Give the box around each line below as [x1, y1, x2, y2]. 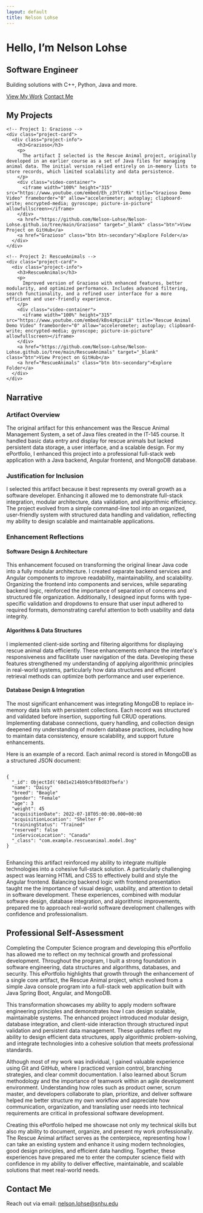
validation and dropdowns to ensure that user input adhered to [27, 600, 184, 607]
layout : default [6, 8, 47, 15]
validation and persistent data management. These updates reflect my [6, 1027, 182, 1034]
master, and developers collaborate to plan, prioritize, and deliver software [6, 1090, 193, 1097]
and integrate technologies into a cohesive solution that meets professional [6, 1039, 194, 1047]
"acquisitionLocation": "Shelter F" [12, 816, 104, 822]
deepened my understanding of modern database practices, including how [6, 726, 193, 733]
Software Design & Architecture [6, 547, 88, 555]
